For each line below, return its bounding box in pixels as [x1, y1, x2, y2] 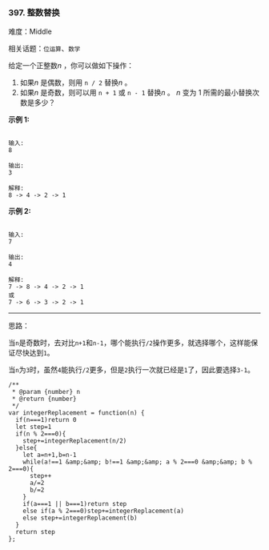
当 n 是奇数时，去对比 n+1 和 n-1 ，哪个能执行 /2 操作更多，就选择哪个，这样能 [8, 338, 251, 347]
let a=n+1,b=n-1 [22, 451, 78, 460]
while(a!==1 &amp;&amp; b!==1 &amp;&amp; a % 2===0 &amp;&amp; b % [22, 458, 252, 466]
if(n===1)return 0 [15, 416, 78, 424]
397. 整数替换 [8, 6, 60, 18]
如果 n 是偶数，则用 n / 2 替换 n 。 [19, 78, 132, 87]
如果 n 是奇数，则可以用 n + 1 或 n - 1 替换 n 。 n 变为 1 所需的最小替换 [19, 88, 253, 98]
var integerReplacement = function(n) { [8, 409, 146, 417]
